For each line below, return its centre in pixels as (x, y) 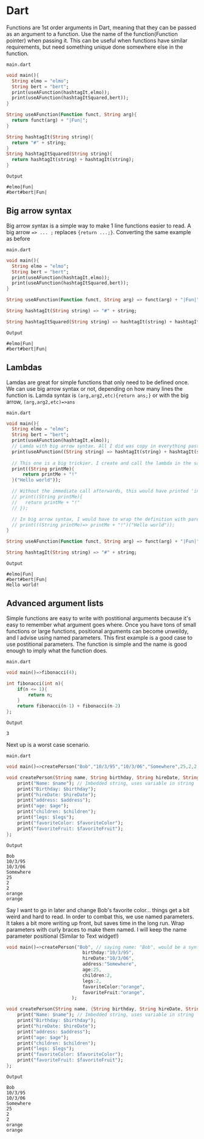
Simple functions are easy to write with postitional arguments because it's (99, 618)
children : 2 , (97, 975)
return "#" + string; (39, 143)
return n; (40, 695)
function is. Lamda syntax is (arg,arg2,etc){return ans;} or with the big (97, 395)
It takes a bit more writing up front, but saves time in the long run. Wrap (95, 923)
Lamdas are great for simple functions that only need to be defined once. (98, 382)
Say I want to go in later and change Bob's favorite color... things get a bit (98, 910)
